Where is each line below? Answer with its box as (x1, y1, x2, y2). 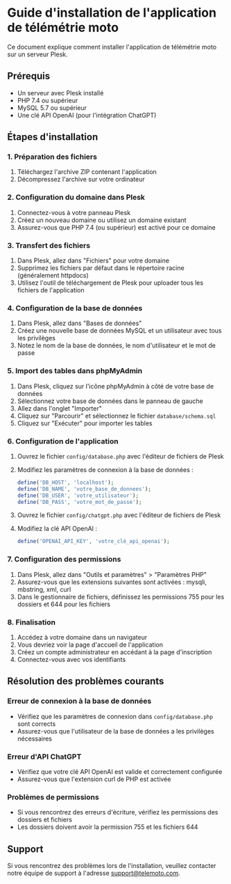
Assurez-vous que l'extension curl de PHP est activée (17, 775, 171, 783)
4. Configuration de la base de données (7, 303, 143, 313)
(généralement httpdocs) (17, 271, 89, 280)
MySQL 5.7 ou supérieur (17, 103, 87, 112)
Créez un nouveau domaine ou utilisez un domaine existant (17, 216, 187, 224)
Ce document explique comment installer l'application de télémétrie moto (7, 42, 217, 51)
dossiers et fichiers (17, 816, 73, 824)
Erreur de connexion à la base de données (7, 696, 152, 706)
